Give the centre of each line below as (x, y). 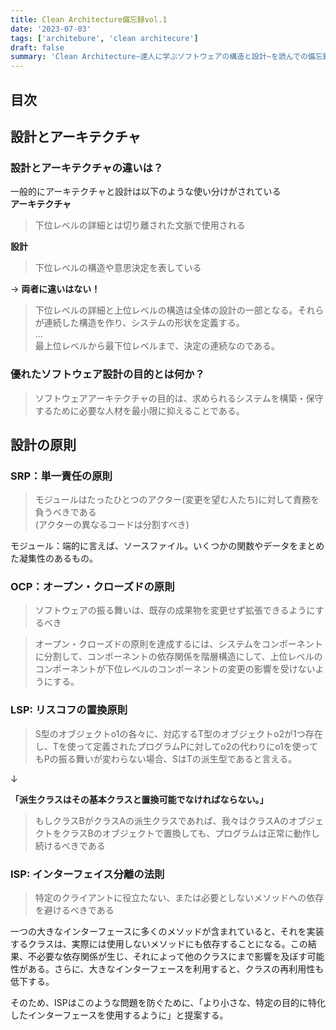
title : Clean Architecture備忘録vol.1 (89, 19)
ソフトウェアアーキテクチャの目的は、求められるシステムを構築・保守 (179, 398)
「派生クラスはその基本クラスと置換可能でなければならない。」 (139, 799)
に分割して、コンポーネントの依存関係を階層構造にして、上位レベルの (178, 657)
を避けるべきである (74, 910)
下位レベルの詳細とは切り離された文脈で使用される (140, 225)
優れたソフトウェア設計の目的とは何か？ (107, 374)
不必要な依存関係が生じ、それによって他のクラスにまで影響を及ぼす (167, 957)
